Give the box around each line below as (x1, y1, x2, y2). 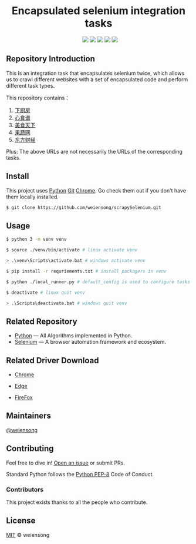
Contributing (6, 443, 54, 454)
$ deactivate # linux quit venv (6, 290, 85, 296)
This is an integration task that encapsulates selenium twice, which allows (6, 69, 185, 77)
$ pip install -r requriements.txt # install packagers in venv (6, 268, 167, 274)
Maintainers (6, 411, 52, 421)
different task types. (6, 82, 55, 89)
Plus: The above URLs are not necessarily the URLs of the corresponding (6, 148, 183, 155)
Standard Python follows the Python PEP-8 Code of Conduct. (6, 470, 154, 477)
